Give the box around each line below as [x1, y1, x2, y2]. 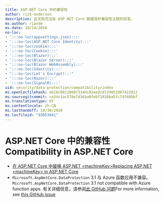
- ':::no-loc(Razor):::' [5, 76, 56, 81]
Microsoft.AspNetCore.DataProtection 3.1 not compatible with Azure [12, 180, 151, 186]
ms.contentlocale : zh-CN [5, 103, 56, 108]
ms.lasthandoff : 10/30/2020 [5, 108, 63, 113]
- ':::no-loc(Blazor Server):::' [5, 58, 74, 63]
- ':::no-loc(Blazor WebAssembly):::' [5, 62, 85, 67]
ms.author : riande [5, 21, 43, 26]
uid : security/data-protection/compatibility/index [5, 85, 113, 90]
